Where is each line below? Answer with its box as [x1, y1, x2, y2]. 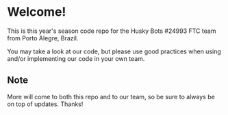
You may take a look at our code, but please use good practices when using [7, 47, 221, 55]
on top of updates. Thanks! [7, 100, 84, 108]
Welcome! [7, 4, 66, 20]
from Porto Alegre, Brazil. [7, 34, 79, 42]
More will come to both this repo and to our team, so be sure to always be [7, 92, 216, 101]
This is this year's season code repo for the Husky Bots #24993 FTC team [7, 27, 216, 35]
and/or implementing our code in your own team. [7, 54, 145, 62]
